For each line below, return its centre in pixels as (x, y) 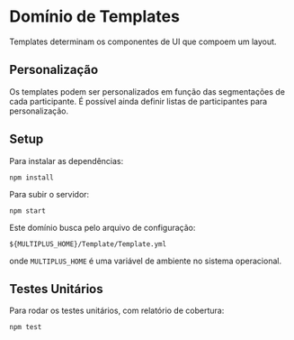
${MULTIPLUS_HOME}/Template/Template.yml (88, 244)
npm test (26, 327)
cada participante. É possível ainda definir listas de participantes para (138, 101)
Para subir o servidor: (49, 194)
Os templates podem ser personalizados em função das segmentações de (147, 91)
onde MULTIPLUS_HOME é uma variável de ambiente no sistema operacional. (145, 261)
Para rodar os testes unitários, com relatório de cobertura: (117, 311)
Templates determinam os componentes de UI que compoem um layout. (143, 41)
